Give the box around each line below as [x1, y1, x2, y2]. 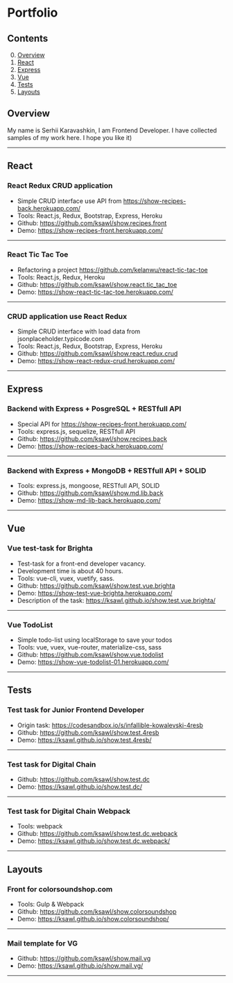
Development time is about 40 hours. [17, 566, 123, 575]
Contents [7, 33, 49, 44]
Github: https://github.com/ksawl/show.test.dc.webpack [17, 830, 178, 838]
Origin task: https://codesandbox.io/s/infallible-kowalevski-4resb [17, 721, 203, 729]
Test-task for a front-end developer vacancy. [17, 559, 146, 568]
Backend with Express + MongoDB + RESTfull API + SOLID [7, 466, 207, 476]
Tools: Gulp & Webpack [17, 900, 85, 909]
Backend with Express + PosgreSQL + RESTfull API [7, 404, 182, 414]
